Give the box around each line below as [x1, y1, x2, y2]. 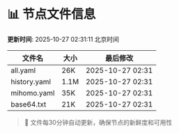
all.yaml [10, 65, 36, 75]
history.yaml [10, 77, 51, 86]
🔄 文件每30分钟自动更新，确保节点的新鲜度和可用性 [24, 118, 173, 126]
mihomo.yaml [10, 88, 55, 97]
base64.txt [10, 99, 47, 109]
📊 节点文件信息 [7, 6, 96, 22]
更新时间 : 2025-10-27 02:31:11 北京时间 [7, 35, 120, 43]
